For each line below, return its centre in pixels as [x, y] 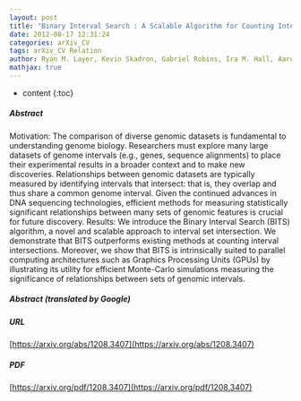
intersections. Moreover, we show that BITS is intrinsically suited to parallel [147, 250]
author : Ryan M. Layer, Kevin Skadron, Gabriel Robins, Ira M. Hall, [142, 59]
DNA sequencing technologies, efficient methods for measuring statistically [149, 202]
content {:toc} [48, 93]
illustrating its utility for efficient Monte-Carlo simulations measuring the [142, 269]
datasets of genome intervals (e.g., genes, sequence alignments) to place [145, 155]
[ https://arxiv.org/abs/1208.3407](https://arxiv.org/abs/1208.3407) [132, 345]
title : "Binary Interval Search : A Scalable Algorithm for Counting [142, 26]
